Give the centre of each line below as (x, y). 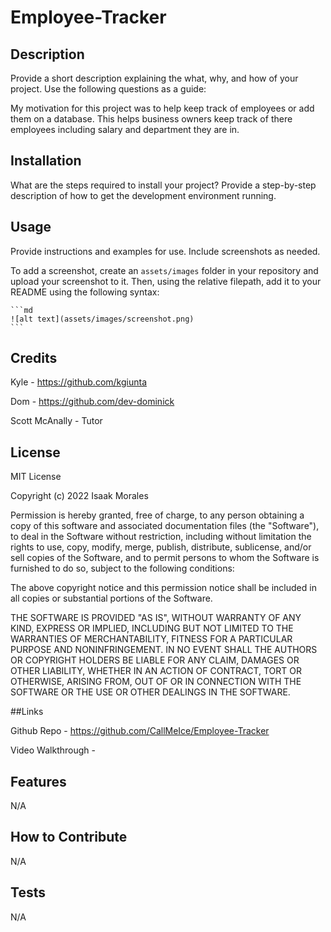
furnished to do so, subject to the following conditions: (122, 568)
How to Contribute (69, 837)
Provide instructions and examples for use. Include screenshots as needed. (165, 251)
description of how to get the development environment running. (143, 195)
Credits (34, 358)
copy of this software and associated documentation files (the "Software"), (165, 526)
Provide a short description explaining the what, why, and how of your (154, 78)
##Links (27, 712)
